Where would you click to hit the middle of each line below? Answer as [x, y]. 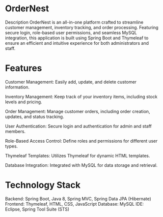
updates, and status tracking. [35, 117]
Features [24, 68]
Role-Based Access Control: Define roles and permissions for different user [81, 141]
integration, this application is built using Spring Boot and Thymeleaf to [77, 38]
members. [15, 131]
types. [12, 146]
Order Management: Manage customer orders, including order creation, [78, 111]
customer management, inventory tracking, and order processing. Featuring [82, 27]
